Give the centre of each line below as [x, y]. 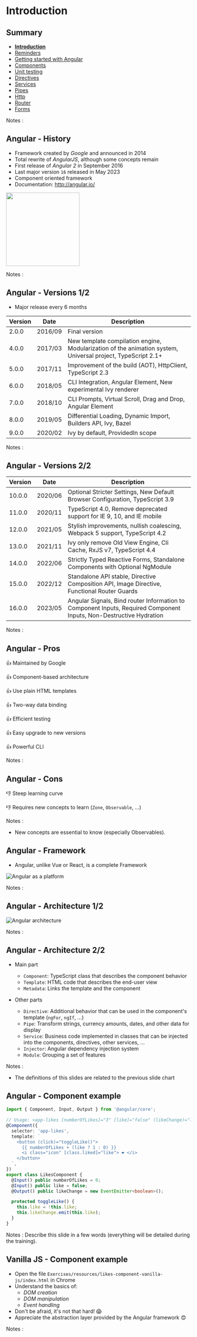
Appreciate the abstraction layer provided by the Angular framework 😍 [100, 1317]
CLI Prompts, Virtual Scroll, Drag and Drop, [126, 399]
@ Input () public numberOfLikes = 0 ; [56, 1180]
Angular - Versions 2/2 [49, 466]
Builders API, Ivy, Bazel [99, 423]
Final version [85, 331]
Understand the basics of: [46, 1286]
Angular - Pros [33, 649]
